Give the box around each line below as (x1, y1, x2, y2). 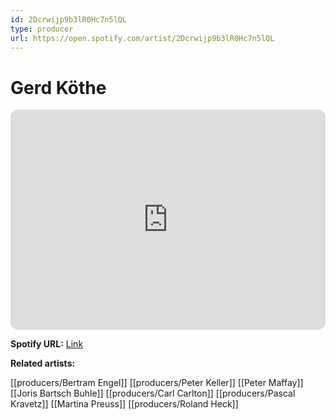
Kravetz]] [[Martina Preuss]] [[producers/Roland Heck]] (10, 398, 239, 410)
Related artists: (10, 357, 76, 370)
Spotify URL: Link (10, 338, 84, 350)
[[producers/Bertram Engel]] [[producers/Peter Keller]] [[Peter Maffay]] (10, 377, 304, 389)
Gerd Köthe (10, 76, 107, 99)
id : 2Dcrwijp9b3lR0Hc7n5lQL (10, 14, 128, 25)
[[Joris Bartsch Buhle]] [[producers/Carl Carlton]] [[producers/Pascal (10, 387, 296, 400)
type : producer (10, 24, 74, 34)
